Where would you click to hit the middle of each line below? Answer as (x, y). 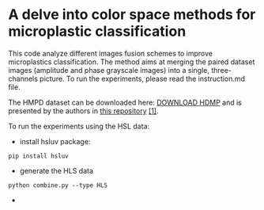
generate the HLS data (56, 170)
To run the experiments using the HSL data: (79, 126)
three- (221, 70)
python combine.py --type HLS (58, 185)
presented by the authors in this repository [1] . (83, 111)
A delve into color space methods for (132, 15)
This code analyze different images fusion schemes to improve (111, 53)
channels (23, 78)
